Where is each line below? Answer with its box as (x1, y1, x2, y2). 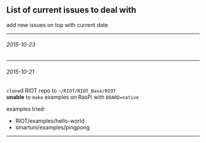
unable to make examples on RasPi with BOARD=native (6, 93, 139, 101)
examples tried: (6, 106, 46, 113)
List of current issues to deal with (6, 5, 137, 15)
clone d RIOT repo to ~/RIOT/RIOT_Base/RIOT (6, 87, 116, 95)
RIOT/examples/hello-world (15, 117, 85, 125)
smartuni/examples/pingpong (15, 124, 90, 131)
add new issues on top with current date (6, 21, 109, 28)
